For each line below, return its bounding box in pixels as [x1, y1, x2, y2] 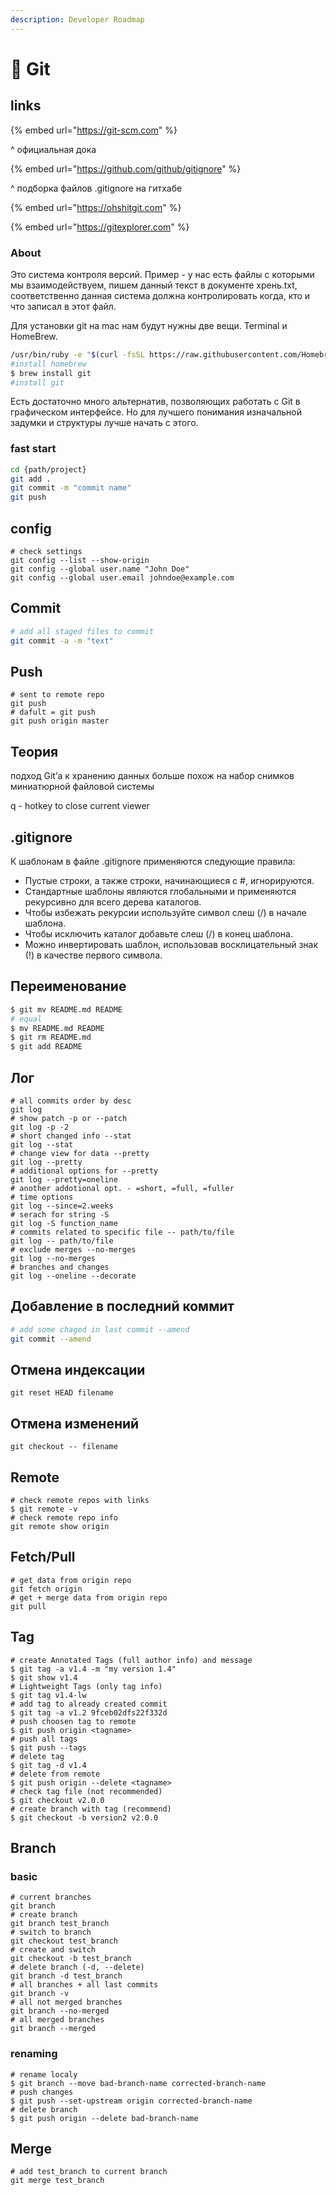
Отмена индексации [10, 1361, 146, 1378]
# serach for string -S [10, 1210, 110, 1220]
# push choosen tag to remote [10, 1716, 137, 1726]
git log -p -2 [10, 1122, 70, 1133]
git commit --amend [10, 1334, 92, 1344]
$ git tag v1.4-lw [10, 1690, 87, 1700]
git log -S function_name [10, 1219, 118, 1229]
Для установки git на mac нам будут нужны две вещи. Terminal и [10, 319, 288, 331]
